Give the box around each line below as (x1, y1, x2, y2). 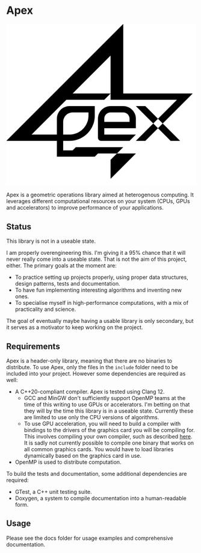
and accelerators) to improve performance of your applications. (6, 204, 164, 211)
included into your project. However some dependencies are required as (6, 370, 186, 377)
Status (6, 221, 32, 232)
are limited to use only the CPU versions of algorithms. (23, 413, 159, 420)
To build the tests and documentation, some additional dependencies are (6, 470, 187, 477)
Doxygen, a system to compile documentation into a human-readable (14, 495, 187, 502)
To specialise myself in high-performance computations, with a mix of (14, 299, 188, 307)
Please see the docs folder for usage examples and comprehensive (6, 534, 173, 542)
